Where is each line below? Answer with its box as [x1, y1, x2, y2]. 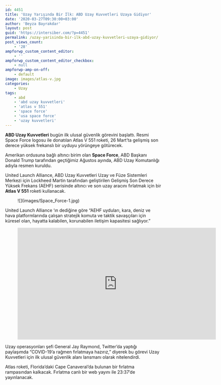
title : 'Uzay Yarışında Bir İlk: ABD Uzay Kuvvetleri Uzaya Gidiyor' [5, 12, 152, 17]
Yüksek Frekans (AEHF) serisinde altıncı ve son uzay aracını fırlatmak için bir [5, 182, 162, 189]
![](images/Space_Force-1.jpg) [17, 197, 80, 204]
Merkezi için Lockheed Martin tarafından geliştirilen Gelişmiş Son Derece [5, 177, 154, 183]
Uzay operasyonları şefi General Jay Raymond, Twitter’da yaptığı [5, 343, 137, 349]
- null [14, 63, 28, 68]
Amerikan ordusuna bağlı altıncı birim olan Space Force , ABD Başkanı [5, 152, 147, 158]
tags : [5, 90, 16, 95]
